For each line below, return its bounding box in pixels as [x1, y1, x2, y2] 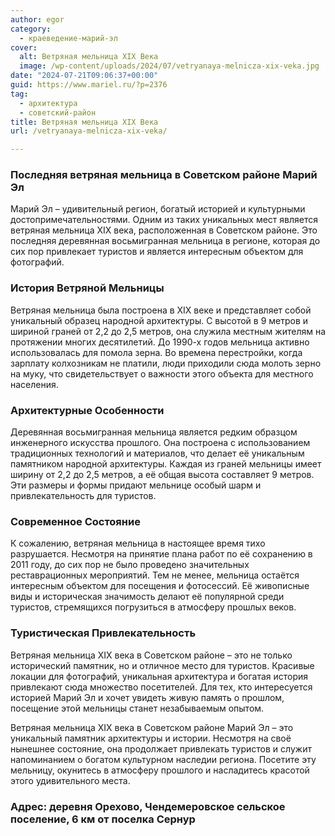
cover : [10, 42, 38, 53]
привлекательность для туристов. [10, 490, 157, 502]
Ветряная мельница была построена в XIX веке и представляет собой [10, 304, 312, 316]
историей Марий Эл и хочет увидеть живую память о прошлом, [10, 691, 285, 703]
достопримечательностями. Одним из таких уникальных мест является [10, 214, 318, 226]
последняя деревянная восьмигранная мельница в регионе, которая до [10, 235, 321, 247]
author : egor [10, 14, 65, 25]
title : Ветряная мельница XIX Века [10, 117, 159, 127]
